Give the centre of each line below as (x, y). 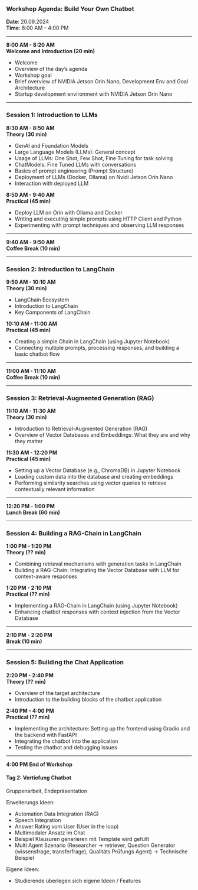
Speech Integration (38, 820)
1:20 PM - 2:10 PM (29, 588)
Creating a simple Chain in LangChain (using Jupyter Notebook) (92, 341)
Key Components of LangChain (52, 312)
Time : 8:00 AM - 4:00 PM (37, 28)
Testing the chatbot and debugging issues (66, 747)
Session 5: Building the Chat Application (65, 662)
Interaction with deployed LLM (52, 183)
